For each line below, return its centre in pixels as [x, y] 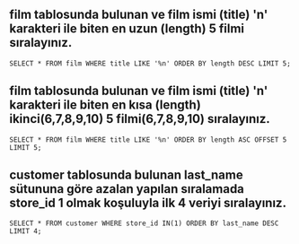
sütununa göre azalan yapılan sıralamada [127, 189]
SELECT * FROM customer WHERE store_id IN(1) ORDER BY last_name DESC [144, 223]
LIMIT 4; [26, 231]
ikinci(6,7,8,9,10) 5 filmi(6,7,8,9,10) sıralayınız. [140, 119]
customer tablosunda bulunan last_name [127, 175]
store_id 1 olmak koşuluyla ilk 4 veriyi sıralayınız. [148, 203]
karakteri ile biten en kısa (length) [106, 105]
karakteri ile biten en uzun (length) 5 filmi [127, 29]
